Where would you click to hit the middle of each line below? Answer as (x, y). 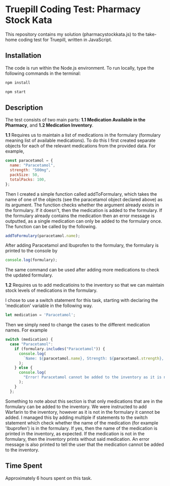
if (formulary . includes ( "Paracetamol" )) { (60, 349)
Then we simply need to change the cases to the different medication (78, 325)
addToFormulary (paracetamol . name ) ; (43, 236)
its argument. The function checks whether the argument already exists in (82, 205)
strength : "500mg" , (30, 170)
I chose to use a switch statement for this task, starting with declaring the (82, 300)
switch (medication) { (29, 340)
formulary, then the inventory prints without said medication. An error (77, 439)
